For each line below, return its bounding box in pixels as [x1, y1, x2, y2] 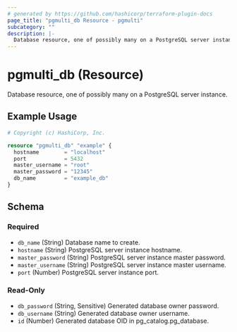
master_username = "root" [13, 161, 90, 169]
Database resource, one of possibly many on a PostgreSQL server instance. [7, 90, 228, 99]
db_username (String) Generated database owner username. [17, 309, 190, 317]
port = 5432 [13, 155, 83, 162]
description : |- [7, 30, 55, 37]
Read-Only [7, 285, 46, 295]
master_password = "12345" [13, 168, 93, 176]
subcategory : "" [7, 23, 55, 30]
